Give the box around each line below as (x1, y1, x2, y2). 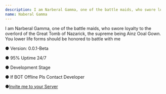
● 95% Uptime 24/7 (5, 55, 47, 61)
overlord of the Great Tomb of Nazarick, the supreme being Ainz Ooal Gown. (5, 31, 161, 36)
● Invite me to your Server (5, 83, 58, 89)
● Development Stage (5, 64, 51, 70)
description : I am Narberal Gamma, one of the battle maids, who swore (5, 7, 156, 12)
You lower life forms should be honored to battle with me (5, 35, 121, 42)
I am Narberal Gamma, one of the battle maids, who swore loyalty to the (5, 25, 152, 31)
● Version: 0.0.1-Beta (5, 45, 48, 51)
